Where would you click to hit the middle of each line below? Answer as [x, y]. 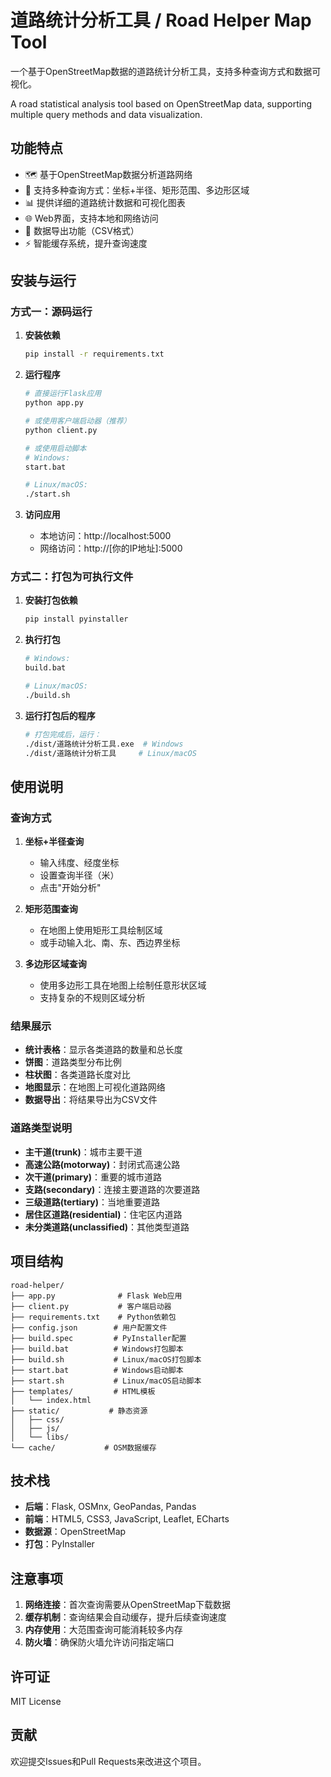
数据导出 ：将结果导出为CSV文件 [91, 1100]
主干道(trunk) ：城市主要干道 [83, 1152]
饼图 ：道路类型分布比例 [73, 1062]
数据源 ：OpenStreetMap [75, 1532]
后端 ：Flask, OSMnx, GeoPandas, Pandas [110, 1507]
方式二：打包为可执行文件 [72, 577]
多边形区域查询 [55, 964]
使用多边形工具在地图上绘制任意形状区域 [123, 985]
